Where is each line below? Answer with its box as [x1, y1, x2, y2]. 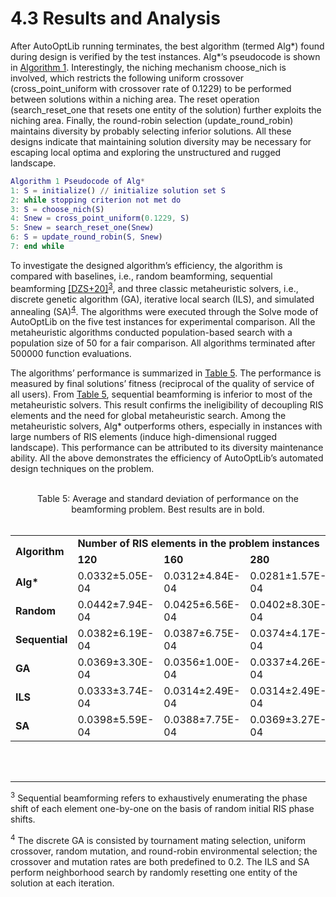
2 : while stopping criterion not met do [10, 195, 182, 205]
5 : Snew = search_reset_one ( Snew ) [10, 223, 155, 233]
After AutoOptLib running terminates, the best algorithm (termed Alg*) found [10, 40, 325, 52]
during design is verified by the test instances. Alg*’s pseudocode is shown [10, 50, 321, 62]
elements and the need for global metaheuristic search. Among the [10, 410, 287, 422]
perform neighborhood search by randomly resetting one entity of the [10, 866, 298, 878]
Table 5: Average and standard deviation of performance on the [37, 493, 299, 505]
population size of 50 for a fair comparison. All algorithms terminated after [10, 337, 316, 349]
